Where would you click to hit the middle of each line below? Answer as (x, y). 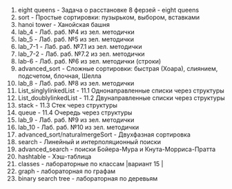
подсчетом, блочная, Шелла (60, 76)
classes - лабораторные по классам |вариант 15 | (90, 164)
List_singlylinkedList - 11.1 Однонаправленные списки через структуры (121, 90)
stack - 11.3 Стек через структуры (68, 105)
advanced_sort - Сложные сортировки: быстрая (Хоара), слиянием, (118, 69)
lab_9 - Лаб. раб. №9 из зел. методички (76, 120)
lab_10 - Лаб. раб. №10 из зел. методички (78, 127)
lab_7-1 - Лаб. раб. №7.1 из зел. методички (80, 47)
